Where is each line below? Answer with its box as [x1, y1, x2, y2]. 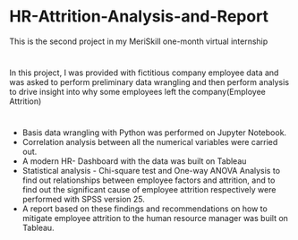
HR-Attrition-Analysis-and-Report [9, 6, 269, 27]
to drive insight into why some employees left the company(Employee [9, 87, 267, 98]
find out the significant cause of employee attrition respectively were [21, 184, 277, 195]
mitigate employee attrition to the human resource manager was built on [21, 213, 289, 224]
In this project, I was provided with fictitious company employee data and [9, 67, 279, 78]
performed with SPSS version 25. [21, 194, 145, 205]
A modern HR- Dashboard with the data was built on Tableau [21, 156, 247, 167]
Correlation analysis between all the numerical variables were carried [21, 137, 278, 148]
